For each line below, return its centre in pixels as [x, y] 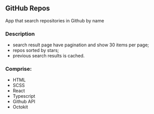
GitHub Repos [28, 8]
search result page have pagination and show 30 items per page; [81, 45]
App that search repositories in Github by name [55, 20]
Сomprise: [19, 69]
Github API [24, 102]
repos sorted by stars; [36, 50]
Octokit [20, 107]
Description [20, 34]
